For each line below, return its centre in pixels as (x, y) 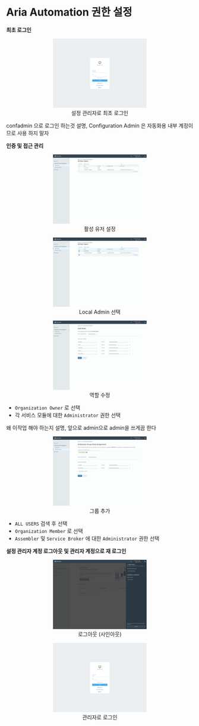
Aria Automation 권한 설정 (69, 12)
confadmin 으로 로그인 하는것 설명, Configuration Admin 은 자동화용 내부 (92, 125)
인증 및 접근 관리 (25, 145)
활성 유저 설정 (100, 229)
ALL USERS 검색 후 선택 (41, 524)
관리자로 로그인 (100, 717)
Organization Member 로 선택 (49, 531)
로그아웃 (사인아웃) (100, 634)
